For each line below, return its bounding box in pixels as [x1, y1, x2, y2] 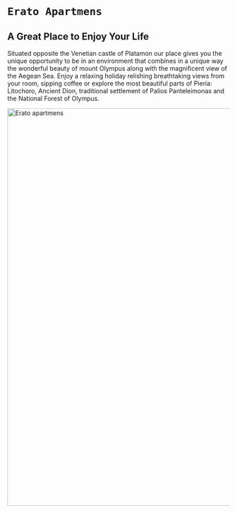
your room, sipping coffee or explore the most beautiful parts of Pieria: [7, 79, 213, 88]
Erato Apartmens [7, 5, 102, 18]
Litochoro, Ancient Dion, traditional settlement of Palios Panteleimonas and [7, 87, 224, 95]
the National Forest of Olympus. [7, 94, 100, 102]
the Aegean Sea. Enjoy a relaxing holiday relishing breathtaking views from [7, 72, 225, 80]
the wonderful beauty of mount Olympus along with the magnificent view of [7, 64, 228, 72]
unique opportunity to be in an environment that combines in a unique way [7, 57, 224, 65]
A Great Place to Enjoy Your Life [7, 30, 150, 42]
